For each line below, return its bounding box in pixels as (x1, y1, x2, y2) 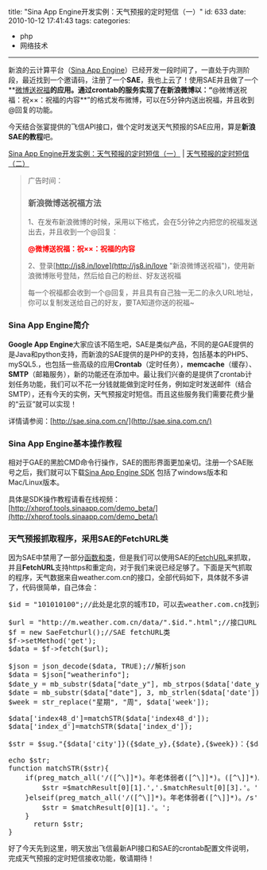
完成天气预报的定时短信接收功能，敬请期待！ (8, 853, 155, 863)
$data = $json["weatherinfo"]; (8, 670, 130, 680)
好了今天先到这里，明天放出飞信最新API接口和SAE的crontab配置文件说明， (8, 844, 253, 853)
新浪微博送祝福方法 (27, 198, 102, 209)
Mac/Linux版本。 (8, 477, 64, 487)
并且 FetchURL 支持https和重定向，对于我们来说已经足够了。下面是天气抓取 (8, 562, 253, 572)
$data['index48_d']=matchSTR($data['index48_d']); (8, 714, 210, 723)
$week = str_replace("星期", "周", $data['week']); (8, 698, 210, 707)
